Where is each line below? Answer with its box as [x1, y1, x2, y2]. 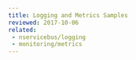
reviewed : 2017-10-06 [8, 19, 79, 26]
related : [8, 26, 37, 34]
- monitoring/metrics [11, 41, 83, 48]
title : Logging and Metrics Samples [8, 11, 128, 19]
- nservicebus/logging [11, 33, 86, 41]
